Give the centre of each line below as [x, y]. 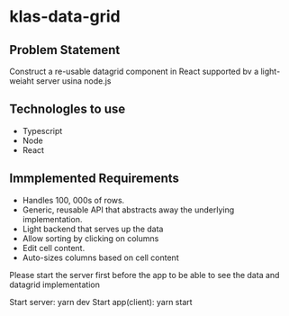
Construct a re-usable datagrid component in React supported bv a [134, 71]
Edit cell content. [54, 248]
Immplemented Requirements [95, 179]
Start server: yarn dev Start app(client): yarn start [101, 302]
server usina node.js [73, 81]
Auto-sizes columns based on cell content [100, 257]
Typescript [42, 131]
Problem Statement [65, 50]
